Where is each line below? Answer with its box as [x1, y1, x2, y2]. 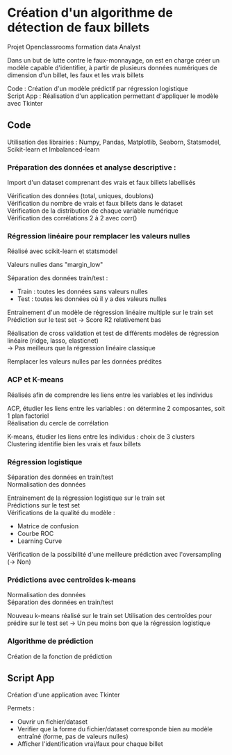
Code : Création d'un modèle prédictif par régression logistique [7, 84, 188, 92]
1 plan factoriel [7, 412, 49, 420]
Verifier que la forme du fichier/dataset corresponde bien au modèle [17, 725, 213, 733]
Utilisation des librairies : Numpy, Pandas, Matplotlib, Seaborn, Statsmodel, [7, 138, 222, 146]
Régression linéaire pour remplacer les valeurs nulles [7, 231, 190, 241]
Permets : [7, 704, 35, 713]
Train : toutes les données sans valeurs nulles [17, 287, 148, 296]
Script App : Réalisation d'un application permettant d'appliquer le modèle [7, 92, 219, 100]
